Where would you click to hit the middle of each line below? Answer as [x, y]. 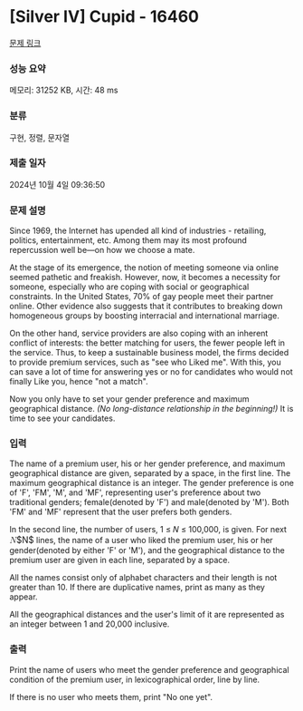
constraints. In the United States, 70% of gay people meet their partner [142, 297]
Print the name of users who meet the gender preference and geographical [149, 669]
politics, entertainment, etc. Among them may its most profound [128, 240]
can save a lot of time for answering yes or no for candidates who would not [151, 372]
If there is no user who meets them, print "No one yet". [111, 696]
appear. [24, 597]
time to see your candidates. [62, 418]
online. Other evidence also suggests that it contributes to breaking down [146, 307]
